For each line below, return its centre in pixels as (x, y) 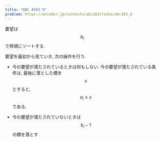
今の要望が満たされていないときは (46, 117)
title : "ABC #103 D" (26, 10)
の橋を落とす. (26, 134)
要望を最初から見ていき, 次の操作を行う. (46, 56)
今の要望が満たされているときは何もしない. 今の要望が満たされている (82, 67)
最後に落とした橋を (43, 73)
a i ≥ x (86, 98)
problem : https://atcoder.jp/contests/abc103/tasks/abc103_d (69, 14)
